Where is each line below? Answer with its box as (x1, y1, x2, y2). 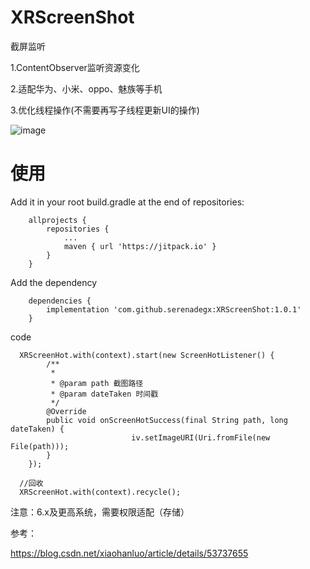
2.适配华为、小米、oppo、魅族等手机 (10, 82, 163, 95)
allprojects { (28, 215, 87, 225)
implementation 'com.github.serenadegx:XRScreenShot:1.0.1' (46, 304, 302, 315)
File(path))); (10, 441, 70, 451)
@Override (46, 406, 87, 416)
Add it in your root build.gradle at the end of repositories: (10, 196, 245, 208)
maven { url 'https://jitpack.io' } (63, 241, 217, 251)
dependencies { (28, 296, 92, 306)
